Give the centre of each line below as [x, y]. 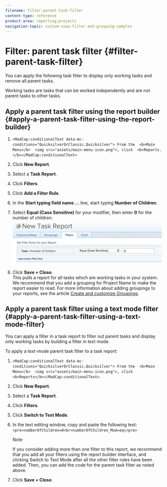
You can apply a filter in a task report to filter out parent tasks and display [80, 336]
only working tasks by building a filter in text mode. [57, 342]
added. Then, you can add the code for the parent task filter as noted [83, 465]
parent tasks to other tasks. [33, 96]
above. [19, 470]
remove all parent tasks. [30, 81]
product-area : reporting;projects [41, 21]
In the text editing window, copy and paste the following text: [75, 425]
